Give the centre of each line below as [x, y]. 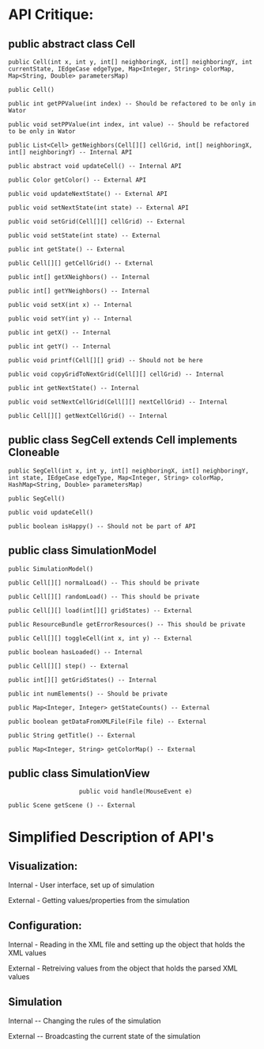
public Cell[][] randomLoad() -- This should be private [104, 596]
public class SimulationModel [82, 551]
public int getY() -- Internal [60, 346]
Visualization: [43, 866]
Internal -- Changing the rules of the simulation [85, 1021]
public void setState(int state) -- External [84, 235]
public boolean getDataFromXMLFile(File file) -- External [107, 722]
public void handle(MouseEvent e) [136, 792]
